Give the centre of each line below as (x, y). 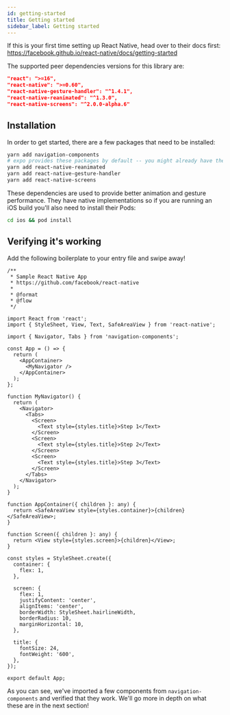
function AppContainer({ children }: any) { (72, 504)
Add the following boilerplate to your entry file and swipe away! (97, 258)
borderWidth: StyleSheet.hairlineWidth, (78, 612)
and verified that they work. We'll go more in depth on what (123, 698)
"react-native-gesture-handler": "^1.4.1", (70, 92)
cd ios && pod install (39, 220)
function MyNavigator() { (44, 397)
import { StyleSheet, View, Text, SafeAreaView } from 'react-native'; (111, 325)
